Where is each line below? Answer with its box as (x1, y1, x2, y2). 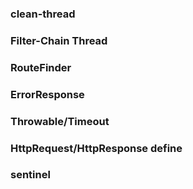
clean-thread (10, 7, 76, 21)
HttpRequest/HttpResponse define (10, 141, 183, 155)
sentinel (10, 168, 51, 182)
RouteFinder (10, 60, 72, 74)
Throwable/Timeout (10, 114, 110, 128)
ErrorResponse (10, 87, 85, 101)
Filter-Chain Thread (10, 33, 108, 47)
